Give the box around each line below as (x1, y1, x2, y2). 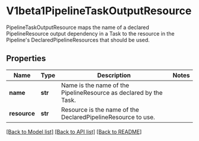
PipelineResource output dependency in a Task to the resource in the (6, 30, 175, 37)
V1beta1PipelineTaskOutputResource (6, 4, 192, 18)
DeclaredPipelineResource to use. (61, 113, 155, 121)
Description (97, 71, 131, 79)
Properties (6, 53, 46, 63)
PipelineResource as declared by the (61, 88, 163, 97)
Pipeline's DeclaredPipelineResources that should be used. (6, 36, 150, 43)
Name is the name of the (61, 81, 129, 89)
